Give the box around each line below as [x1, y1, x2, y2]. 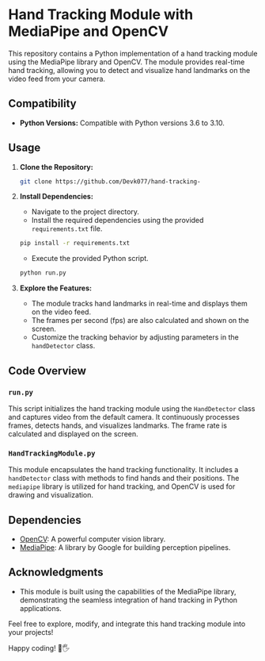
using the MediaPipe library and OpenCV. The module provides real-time [8, 57, 245, 67]
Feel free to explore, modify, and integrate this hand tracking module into [8, 619, 246, 628]
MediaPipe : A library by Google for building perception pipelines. [19, 542, 231, 552]
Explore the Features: [19, 283, 93, 293]
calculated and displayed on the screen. [8, 428, 138, 438]
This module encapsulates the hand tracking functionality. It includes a [8, 465, 239, 475]
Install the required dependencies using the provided [31, 216, 204, 225]
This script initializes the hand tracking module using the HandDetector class [8, 403, 256, 413]
